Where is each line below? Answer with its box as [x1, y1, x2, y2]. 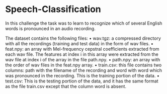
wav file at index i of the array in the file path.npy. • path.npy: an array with [5, 56, 160, 62]
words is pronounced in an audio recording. [5, 25, 96, 31]
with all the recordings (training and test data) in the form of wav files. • [5, 40, 153, 46]
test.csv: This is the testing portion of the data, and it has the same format [5, 78, 158, 84]
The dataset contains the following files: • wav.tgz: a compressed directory [5, 35, 161, 41]
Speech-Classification [5, 4, 102, 15]
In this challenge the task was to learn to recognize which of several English [5, 20, 162, 26]
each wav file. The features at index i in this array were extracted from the [5, 51, 158, 57]
